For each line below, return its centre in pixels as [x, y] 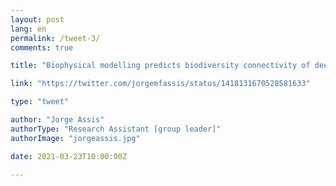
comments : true [42, 47]
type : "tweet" [40, 102]
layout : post [37, 19]
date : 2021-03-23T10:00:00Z [69, 156]
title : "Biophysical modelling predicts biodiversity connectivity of [160, 66]
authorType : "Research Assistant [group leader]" [116, 129]
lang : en [28, 29]
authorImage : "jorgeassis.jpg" [75, 138]
